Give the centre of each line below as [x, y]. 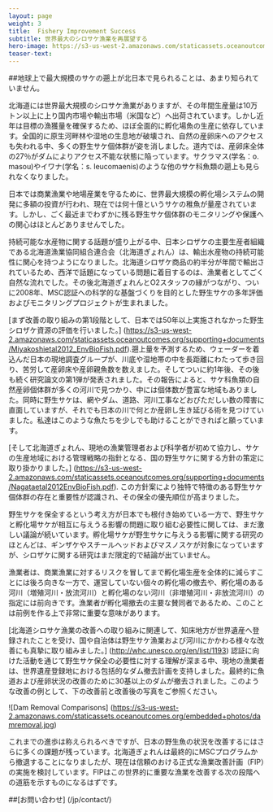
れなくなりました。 [41, 177]
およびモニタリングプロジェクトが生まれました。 [90, 303]
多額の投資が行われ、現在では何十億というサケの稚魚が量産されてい [136, 204]
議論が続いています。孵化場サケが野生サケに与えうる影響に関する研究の [143, 535]
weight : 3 [25, 24]
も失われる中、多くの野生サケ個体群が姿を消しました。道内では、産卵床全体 [136, 146]
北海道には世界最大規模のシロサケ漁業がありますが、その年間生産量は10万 [133, 105]
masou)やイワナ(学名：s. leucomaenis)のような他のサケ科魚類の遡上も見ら [134, 166]
